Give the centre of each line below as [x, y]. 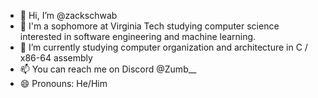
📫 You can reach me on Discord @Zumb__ [108, 69]
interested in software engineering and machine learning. [138, 36]
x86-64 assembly [56, 58]
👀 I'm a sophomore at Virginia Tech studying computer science [149, 26]
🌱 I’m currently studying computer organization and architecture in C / [163, 47]
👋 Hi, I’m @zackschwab [68, 15]
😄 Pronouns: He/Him [63, 83]
